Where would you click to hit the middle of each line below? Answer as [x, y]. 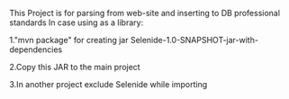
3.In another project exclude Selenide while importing [108, 84]
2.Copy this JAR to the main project [75, 67]
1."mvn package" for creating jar [69, 40]
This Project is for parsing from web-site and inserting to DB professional [145, 13]
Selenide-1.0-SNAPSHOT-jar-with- [194, 40]
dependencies [36, 49]
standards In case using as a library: [77, 22]
